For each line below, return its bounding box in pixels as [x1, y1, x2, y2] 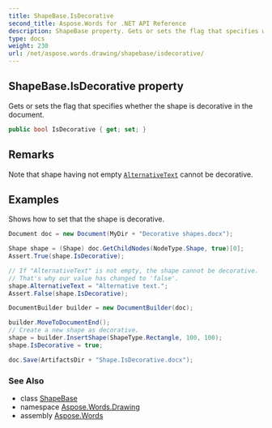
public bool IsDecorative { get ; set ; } [8, 125, 147, 134]
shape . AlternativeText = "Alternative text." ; [8, 281, 168, 290]
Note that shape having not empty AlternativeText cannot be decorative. [8, 169, 253, 179]
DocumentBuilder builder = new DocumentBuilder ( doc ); [8, 304, 194, 312]
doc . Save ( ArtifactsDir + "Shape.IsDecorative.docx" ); [8, 356, 194, 364]
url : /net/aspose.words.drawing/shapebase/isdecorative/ [8, 49, 205, 58]
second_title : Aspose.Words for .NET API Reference [8, 19, 186, 28]
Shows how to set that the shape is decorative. [8, 214, 164, 224]
